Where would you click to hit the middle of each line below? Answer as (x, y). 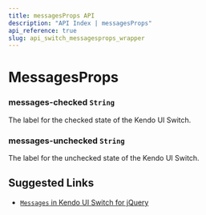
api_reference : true (43, 30)
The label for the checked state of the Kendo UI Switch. (100, 120)
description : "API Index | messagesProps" (80, 23)
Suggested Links (51, 183)
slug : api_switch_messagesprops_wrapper (77, 38)
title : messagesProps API (51, 16)
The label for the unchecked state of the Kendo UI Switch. (104, 158)
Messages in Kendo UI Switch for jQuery (84, 202)
